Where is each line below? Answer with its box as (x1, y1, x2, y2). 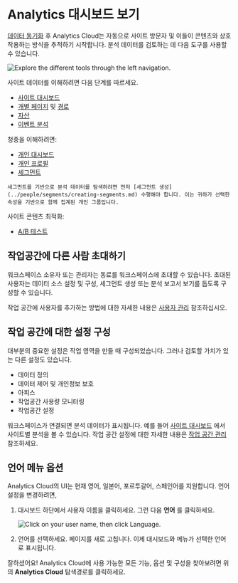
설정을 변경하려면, (7, 490, 58, 499)
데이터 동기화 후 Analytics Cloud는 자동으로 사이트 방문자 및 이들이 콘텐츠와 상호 (7, 31, 232, 40)
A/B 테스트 (17, 227, 48, 236)
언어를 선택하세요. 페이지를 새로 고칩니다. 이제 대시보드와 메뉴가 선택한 (17, 535, 213, 543)
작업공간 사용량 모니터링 (17, 396, 85, 406)
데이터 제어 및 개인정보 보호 (17, 379, 94, 388)
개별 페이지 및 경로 (17, 102, 70, 110)
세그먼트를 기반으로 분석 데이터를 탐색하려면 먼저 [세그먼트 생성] (7, 183, 173, 191)
